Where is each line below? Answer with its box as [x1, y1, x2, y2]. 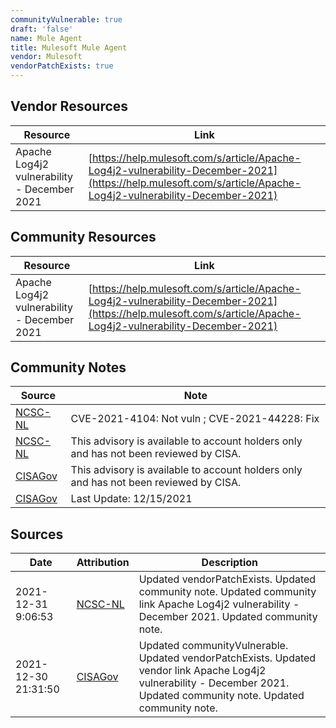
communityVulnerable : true [10, 14, 123, 25]
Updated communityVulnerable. [138, 639, 289, 653]
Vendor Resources [10, 98, 129, 115]
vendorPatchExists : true [10, 61, 114, 71]
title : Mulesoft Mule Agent [10, 42, 128, 53]
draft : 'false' [10, 24, 74, 34]
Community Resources [10, 229, 157, 246]
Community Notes [10, 359, 127, 376]
